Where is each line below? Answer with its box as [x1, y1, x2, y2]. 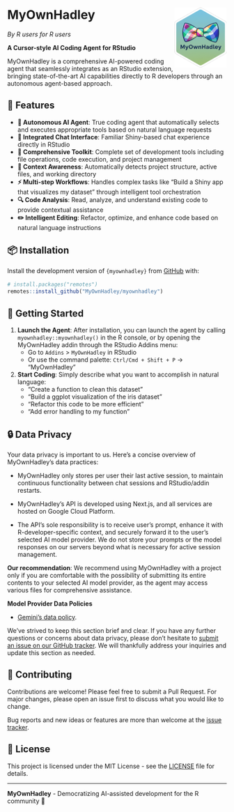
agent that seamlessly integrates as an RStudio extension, [7, 64, 173, 72]
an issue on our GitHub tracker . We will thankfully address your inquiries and [7, 641, 227, 650]
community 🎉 [7, 797, 45, 805]
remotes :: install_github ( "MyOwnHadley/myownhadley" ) [7, 288, 164, 296]
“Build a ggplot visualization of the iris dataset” [27, 392, 162, 401]
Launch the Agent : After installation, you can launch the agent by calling [17, 326, 226, 335]
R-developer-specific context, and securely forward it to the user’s [17, 528, 209, 536]
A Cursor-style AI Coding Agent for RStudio [7, 43, 136, 52]
